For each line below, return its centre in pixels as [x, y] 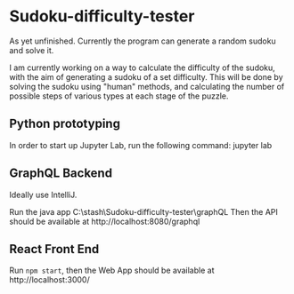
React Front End [54, 249]
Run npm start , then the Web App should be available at [112, 270]
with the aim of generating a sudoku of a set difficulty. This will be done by [146, 76]
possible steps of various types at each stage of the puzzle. [119, 96]
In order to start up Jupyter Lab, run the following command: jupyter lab [141, 145]
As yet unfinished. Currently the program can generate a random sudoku [143, 41]
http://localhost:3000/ [50, 280]
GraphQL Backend [61, 174]
